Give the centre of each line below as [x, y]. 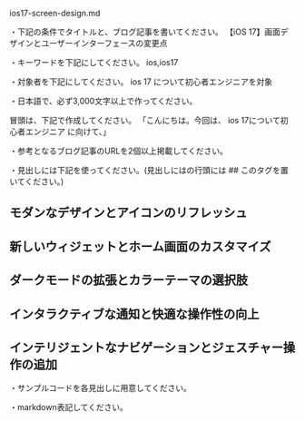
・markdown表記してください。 [69, 407]
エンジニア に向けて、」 [68, 132]
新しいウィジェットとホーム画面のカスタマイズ [140, 246]
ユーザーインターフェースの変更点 [104, 43]
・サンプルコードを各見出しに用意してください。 [101, 388]
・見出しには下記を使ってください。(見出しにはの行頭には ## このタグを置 [149, 170]
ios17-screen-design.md [55, 13]
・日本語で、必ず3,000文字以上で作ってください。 [103, 101]
